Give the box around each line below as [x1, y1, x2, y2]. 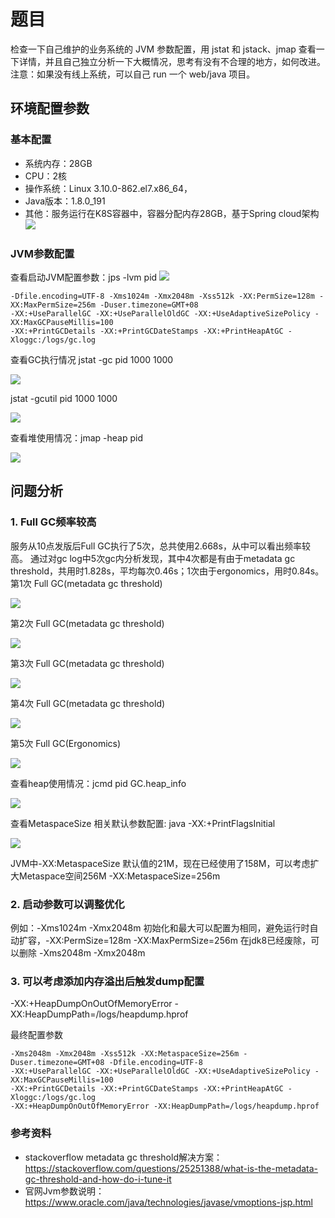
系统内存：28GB [24, 157, 93, 169]
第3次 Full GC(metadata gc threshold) [10, 657, 165, 669]
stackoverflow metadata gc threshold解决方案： [24, 1151, 223, 1163]
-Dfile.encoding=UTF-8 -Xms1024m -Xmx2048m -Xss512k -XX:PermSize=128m [10, 291, 315, 301]
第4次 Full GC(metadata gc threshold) [10, 697, 166, 709]
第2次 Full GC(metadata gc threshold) [10, 617, 165, 629]
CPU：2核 [24, 170, 67, 182]
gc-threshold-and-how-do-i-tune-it [24, 1173, 172, 1185]
